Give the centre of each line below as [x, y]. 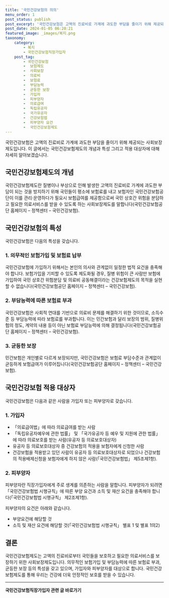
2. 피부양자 [18, 473]
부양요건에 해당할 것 [32, 519]
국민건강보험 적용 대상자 [40, 388]
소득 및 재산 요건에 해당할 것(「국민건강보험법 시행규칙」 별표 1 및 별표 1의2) [86, 525]
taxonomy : [16, 38]
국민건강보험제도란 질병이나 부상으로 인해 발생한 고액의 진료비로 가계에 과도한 [81, 185]
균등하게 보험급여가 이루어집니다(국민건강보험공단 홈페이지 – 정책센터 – [75, 364]
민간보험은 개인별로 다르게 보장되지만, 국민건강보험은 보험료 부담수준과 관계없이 [83, 358]
